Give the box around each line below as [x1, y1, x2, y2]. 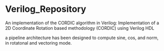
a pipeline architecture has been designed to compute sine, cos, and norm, [5, 35, 159, 41]
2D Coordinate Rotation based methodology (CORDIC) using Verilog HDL [5, 25, 155, 31]
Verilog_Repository [5, 3, 86, 15]
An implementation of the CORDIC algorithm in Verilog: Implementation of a [5, 20, 160, 26]
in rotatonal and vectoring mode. [5, 40, 72, 46]
